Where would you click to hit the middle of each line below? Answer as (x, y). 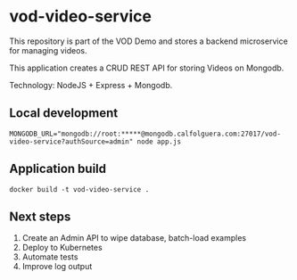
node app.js (159, 141)
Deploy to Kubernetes (62, 248)
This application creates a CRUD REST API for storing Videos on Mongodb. (147, 68)
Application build (58, 169)
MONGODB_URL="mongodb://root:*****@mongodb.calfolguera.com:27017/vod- (145, 134)
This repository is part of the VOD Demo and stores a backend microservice (148, 41)
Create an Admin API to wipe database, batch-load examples (134, 238)
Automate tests (50, 257)
